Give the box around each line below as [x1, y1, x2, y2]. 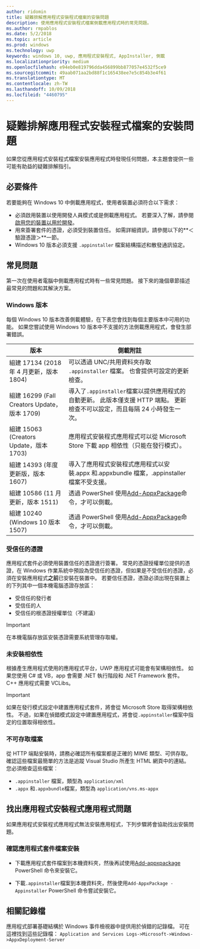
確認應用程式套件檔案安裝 [6, 845, 80, 853]
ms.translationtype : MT [6, 75, 65, 81]
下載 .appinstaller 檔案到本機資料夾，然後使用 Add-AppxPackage [14, 879, 168, 886]
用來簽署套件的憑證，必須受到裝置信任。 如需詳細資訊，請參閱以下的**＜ [14, 226, 194, 233]
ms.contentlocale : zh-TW [6, 81, 68, 87]
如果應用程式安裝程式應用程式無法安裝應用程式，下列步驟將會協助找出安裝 [6, 821, 189, 828]
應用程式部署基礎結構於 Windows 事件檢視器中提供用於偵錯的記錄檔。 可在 [6, 923, 190, 930]
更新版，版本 [9, 469, 46, 477]
